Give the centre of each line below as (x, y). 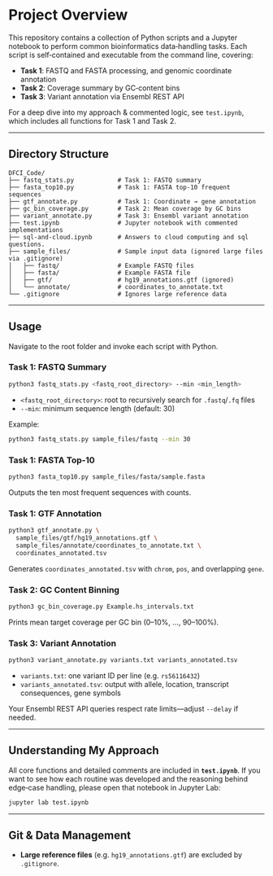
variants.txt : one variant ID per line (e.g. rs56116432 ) (110, 675)
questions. (27, 244)
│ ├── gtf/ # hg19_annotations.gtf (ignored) (121, 280)
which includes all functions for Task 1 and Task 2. (92, 120)
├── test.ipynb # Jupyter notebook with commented (123, 223)
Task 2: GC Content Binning (64, 589)
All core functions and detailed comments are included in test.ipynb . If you (134, 770)
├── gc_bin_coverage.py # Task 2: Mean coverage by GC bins (125, 208)
